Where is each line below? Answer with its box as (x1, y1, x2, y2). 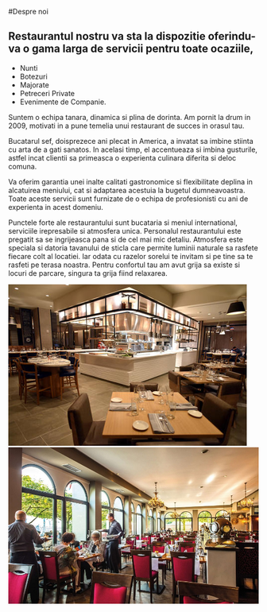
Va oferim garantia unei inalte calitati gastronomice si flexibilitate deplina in (8, 176, 253, 186)
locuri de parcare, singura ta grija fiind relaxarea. (8, 268, 168, 277)
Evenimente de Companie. (19, 97, 106, 107)
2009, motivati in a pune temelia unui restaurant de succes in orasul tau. (8, 121, 245, 130)
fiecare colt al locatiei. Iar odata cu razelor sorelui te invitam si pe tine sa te (8, 251, 253, 261)
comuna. (8, 161, 37, 171)
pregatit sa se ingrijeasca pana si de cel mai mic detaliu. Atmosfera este (8, 234, 244, 244)
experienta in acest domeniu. (8, 202, 103, 211)
